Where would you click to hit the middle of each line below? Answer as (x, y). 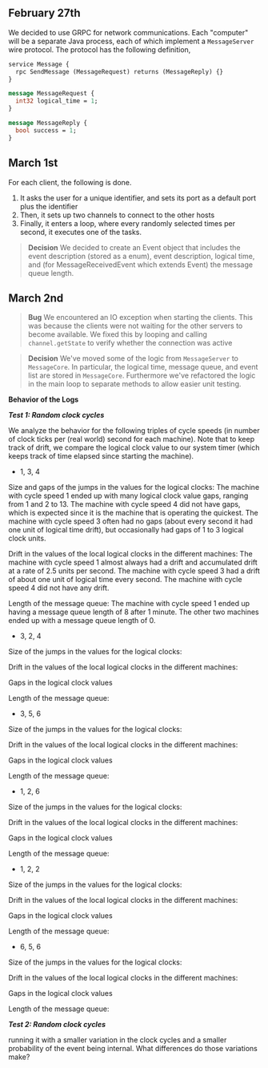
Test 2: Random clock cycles (57, 1025)
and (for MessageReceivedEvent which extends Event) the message (140, 265)
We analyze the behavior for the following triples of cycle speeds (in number (134, 431)
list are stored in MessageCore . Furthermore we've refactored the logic (142, 375)
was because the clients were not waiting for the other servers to (135, 326)
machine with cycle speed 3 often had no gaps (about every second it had (131, 521)
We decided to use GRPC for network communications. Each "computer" (128, 32)
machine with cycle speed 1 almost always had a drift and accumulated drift (133, 562)
